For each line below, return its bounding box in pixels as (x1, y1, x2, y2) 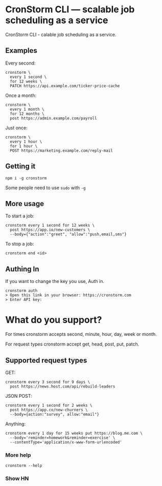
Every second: (5, 60, 36, 66)
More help (5, 451, 31, 458)
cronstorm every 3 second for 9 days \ (5, 379, 90, 384)
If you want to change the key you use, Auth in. (5, 278, 105, 285)
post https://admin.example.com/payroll (10, 115, 97, 121)
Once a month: (5, 92, 37, 98)
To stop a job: (5, 241, 34, 247)
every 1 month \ (10, 107, 44, 112)
